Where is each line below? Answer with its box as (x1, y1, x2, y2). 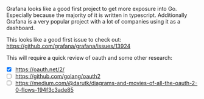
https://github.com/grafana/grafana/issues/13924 (6, 42, 131, 49)
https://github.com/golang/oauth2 (15, 72, 100, 80)
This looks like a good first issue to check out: (6, 36, 122, 43)
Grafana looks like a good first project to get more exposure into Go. (6, 5, 177, 12)
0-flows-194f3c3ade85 (15, 86, 74, 94)
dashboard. (6, 24, 35, 31)
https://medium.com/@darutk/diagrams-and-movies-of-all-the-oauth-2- (15, 80, 198, 87)
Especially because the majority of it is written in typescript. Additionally (6, 11, 188, 19)
